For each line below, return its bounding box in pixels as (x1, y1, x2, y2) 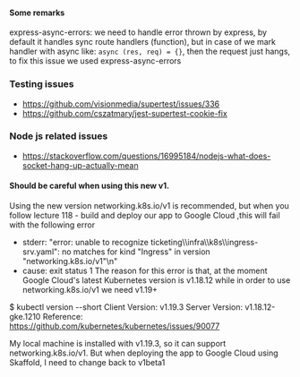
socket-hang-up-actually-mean (21, 159, 139, 170)
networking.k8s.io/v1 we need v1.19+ (21, 285, 159, 295)
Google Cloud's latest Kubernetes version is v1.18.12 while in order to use (21, 275, 291, 286)
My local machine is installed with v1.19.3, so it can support (9, 338, 227, 348)
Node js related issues (9, 130, 108, 142)
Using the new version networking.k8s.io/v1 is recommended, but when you (9, 201, 289, 210)
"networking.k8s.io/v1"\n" (21, 256, 118, 266)
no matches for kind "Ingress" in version (61, 246, 210, 257)
